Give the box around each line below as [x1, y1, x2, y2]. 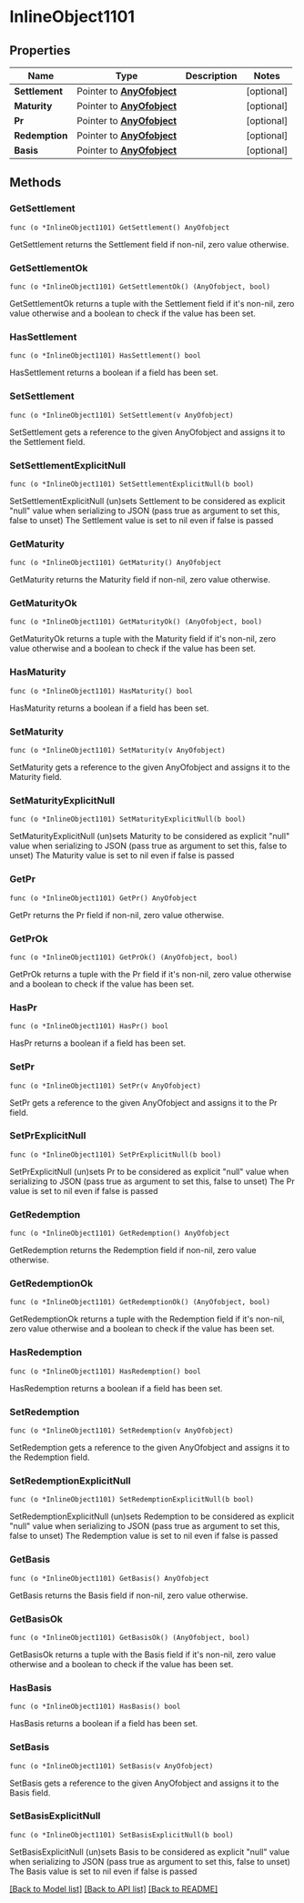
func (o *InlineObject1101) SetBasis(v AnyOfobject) [9, 1761, 214, 1771]
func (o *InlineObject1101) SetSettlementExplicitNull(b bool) [9, 480, 255, 489]
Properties [9, 43, 71, 58]
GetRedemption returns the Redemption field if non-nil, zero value [9, 1245, 257, 1256]
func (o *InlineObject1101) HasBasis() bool [9, 1702, 181, 1712]
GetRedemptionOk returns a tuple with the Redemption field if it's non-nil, [9, 1313, 285, 1325]
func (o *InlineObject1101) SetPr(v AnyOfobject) [9, 1081, 202, 1090]
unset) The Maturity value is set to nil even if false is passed [9, 850, 235, 861]
